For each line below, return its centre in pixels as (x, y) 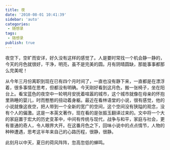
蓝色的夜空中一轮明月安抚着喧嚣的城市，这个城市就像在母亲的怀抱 (96, 93)
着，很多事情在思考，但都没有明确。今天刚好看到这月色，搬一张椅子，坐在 (83, 87)
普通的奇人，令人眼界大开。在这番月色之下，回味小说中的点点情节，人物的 (87, 125)
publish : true (20, 43)
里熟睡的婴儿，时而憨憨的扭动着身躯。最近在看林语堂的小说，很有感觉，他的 (85, 100)
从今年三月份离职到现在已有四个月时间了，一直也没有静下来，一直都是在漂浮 (85, 81)
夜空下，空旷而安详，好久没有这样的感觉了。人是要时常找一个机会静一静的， (85, 58)
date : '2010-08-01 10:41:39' (36, 15)
